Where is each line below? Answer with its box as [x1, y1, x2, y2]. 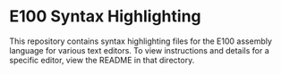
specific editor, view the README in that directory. [9, 54, 195, 65]
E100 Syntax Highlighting [9, 6, 201, 27]
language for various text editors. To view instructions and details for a [9, 45, 270, 55]
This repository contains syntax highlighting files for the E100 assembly [9, 36, 273, 46]
